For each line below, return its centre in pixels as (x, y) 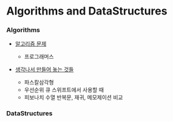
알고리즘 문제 (31, 44)
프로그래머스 (39, 57)
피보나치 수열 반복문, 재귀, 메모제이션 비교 (73, 97)
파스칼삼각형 (39, 82)
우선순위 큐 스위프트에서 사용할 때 (64, 90)
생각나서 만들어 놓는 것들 (44, 69)
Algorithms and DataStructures (87, 11)
